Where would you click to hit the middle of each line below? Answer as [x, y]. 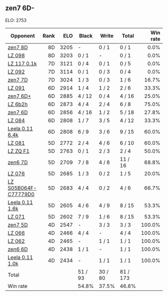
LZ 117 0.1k [22, 63]
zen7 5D [18, 224]
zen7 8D [18, 47]
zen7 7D [18, 79]
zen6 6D [18, 249]
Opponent [23, 35]
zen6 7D [18, 162]
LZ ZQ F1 [19, 151]
